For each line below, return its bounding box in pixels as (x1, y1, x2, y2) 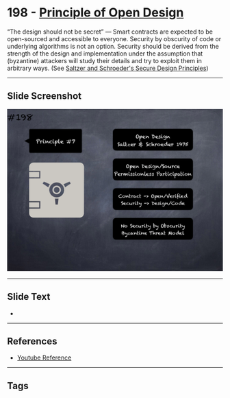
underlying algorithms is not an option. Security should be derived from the (7, 42, 219, 50)
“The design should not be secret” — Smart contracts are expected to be (7, 27, 214, 36)
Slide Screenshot (7, 91, 82, 102)
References (7, 335, 57, 347)
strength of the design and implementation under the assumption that (7, 49, 203, 58)
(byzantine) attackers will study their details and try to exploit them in (7, 56, 202, 65)
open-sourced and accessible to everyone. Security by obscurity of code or (7, 34, 222, 43)
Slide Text (7, 291, 51, 303)
